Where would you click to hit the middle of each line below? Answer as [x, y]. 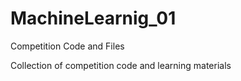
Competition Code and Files [67, 46]
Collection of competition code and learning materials [121, 65]
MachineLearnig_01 [93, 18]
